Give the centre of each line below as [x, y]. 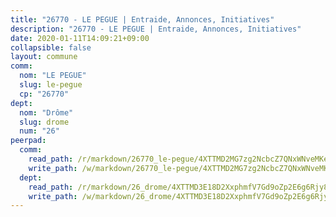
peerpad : [28, 141]
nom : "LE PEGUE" [53, 76]
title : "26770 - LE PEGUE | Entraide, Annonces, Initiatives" [142, 19]
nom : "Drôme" [46, 112]
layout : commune [44, 57]
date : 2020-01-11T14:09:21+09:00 [80, 38]
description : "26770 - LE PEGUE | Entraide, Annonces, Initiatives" [156, 29]
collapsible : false [51, 47]
